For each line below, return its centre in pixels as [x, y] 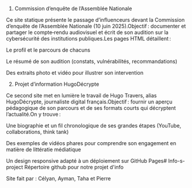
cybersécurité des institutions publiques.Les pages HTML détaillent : [89, 38]
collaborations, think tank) [37, 132]
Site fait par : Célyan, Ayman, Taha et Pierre [59, 178]
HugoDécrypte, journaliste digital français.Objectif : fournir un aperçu [89, 102]
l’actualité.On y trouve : [33, 114]
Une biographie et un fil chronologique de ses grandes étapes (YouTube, [94, 125]
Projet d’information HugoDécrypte [57, 84]
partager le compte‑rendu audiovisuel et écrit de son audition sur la [87, 32]
